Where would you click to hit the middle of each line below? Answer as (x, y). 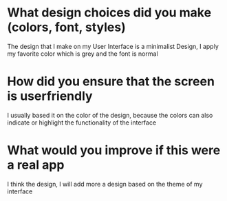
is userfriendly (50, 96)
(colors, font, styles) (66, 27)
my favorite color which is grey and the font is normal (83, 54)
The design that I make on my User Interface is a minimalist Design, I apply (113, 46)
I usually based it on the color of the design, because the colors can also (110, 115)
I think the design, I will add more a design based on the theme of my (105, 184)
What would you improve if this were (114, 150)
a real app (36, 165)
